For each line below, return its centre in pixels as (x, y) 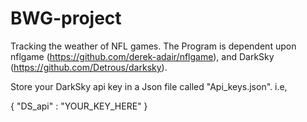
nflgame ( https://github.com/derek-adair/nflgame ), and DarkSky (142, 56)
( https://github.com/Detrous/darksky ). (89, 67)
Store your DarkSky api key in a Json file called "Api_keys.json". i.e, (149, 86)
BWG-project (66, 18)
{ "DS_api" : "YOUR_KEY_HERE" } (79, 106)
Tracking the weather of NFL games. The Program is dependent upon (153, 46)
